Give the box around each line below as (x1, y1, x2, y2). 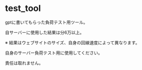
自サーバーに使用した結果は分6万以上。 (5, 29, 84, 35)
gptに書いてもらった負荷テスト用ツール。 (5, 19, 88, 25)
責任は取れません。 (5, 60, 44, 66)
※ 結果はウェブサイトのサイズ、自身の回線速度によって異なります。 (5, 39, 140, 46)
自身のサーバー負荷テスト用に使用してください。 (5, 50, 103, 56)
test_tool (5, 3, 41, 14)
